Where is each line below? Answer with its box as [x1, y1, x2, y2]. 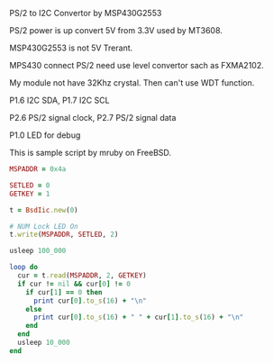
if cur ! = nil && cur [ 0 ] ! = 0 [17, 279, 131, 288]
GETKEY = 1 [9, 189, 50, 198]
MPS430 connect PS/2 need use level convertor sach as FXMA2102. [9, 60, 264, 70]
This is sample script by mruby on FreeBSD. [9, 148, 172, 158]
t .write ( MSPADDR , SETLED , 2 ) [9, 230, 119, 240]
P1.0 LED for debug [9, 130, 81, 141]
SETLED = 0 [9, 180, 50, 190]
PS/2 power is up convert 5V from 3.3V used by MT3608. [9, 25, 223, 35]
